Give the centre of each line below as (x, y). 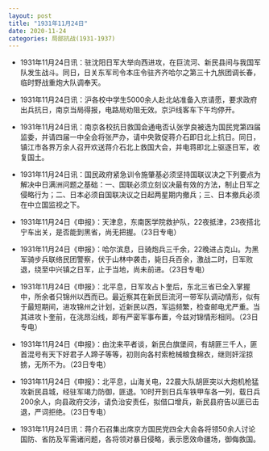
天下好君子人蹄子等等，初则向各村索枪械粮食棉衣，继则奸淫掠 (151, 354)
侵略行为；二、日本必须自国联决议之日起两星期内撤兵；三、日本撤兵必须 (140, 195)
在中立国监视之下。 (52, 205)
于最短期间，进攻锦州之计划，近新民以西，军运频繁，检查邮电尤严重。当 (140, 307)
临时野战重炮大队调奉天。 (62, 82)
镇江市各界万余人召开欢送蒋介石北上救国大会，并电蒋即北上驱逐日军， (137, 147)
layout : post (30, 16)
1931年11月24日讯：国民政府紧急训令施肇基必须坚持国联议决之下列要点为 (141, 175)
